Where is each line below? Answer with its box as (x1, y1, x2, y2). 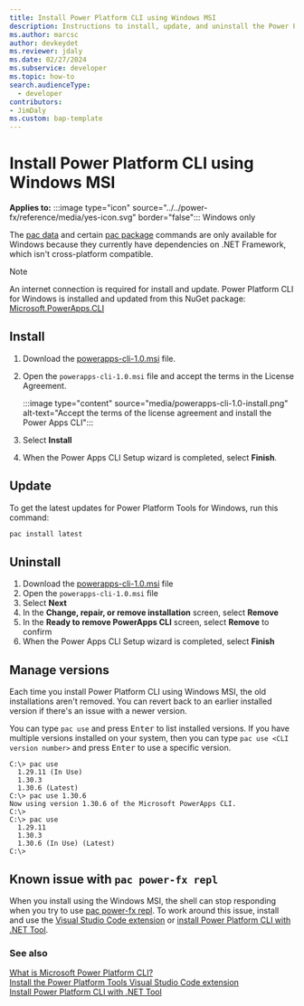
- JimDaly (9, 106, 47, 115)
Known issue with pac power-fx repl (9, 871, 219, 887)
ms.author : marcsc (9, 30, 79, 39)
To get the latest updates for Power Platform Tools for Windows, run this (9, 502, 279, 513)
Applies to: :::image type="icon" (9, 203, 131, 214)
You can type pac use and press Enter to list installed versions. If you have (9, 723, 290, 734)
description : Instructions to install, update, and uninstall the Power (9, 22, 290, 31)
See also (9, 946, 48, 959)
